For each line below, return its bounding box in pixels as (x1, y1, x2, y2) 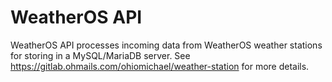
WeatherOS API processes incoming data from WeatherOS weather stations (10, 39, 323, 51)
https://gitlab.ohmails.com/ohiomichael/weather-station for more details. (10, 60, 310, 72)
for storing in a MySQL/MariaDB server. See (10, 49, 191, 61)
